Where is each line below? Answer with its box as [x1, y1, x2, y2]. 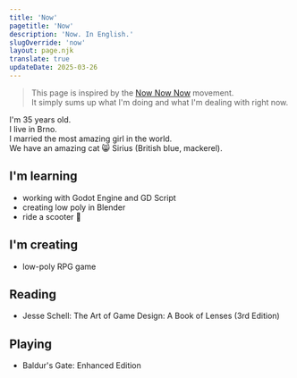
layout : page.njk [9, 46, 74, 55]
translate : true [9, 55, 70, 63]
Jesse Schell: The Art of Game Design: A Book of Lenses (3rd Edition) [21, 310, 280, 322]
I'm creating [9, 238, 79, 253]
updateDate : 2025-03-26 [9, 63, 98, 72]
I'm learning [9, 169, 78, 184]
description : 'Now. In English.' [9, 29, 134, 38]
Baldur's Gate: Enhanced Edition [21, 360, 141, 371]
